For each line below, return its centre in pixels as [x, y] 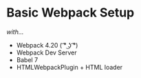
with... [15, 32]
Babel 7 [27, 59]
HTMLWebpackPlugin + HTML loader [69, 67]
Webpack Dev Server [46, 52]
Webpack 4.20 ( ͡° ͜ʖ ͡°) [47, 45]
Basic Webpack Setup [70, 13]
